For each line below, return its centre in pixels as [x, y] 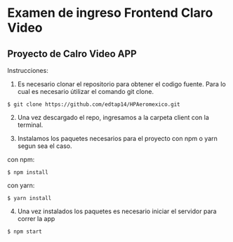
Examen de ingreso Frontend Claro [110, 13]
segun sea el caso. [45, 146]
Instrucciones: [28, 70]
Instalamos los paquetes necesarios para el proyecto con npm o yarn [117, 139]
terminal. [30, 125]
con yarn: [21, 185]
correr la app [36, 219]
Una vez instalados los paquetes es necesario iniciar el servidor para [117, 211]
